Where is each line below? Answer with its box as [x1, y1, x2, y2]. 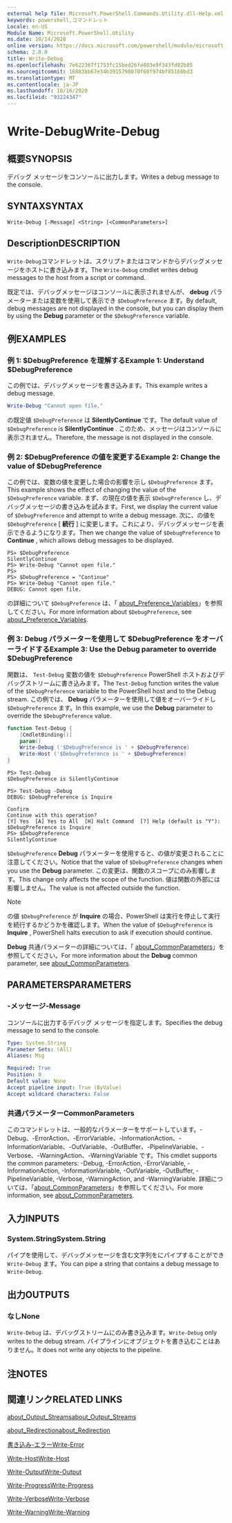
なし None [7, 1312, 40, 1321]
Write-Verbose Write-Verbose [7, 1494, 90, 1503]
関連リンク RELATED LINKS [7, 1393, 123, 1406]
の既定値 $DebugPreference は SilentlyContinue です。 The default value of [7, 416, 217, 425]
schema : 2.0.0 [7, 49, 48, 56]
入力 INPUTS [7, 1213, 60, 1224]
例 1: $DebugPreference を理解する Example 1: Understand [7, 355, 205, 365]
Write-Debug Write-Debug [7, 124, 160, 139]
